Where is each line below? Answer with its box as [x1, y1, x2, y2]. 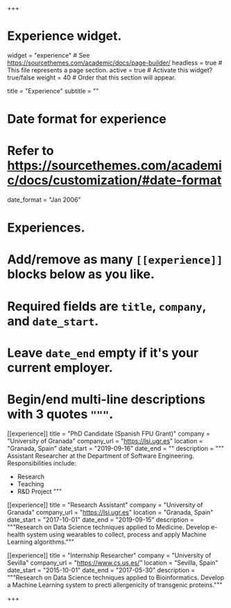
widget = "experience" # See [7, 51, 90, 59]
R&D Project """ [17, 487, 62, 495]
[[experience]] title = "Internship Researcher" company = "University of [7, 551, 212, 559]
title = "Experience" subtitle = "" [7, 86, 99, 95]
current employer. [7, 360, 113, 376]
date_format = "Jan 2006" [7, 195, 81, 204]
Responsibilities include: [7, 458, 76, 467]
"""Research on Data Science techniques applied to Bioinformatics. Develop [7, 573, 225, 582]
